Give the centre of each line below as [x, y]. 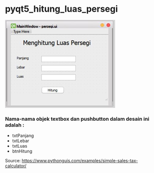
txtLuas [20, 146]
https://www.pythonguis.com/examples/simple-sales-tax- [80, 161]
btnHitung [22, 151]
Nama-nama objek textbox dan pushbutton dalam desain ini [77, 119]
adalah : [15, 125]
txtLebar [20, 141]
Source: [13, 161]
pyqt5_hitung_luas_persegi [61, 9]
